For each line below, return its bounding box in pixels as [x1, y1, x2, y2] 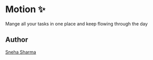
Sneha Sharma [5, 49, 37, 55]
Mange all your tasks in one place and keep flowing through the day [5, 20, 148, 26]
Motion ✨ [5, 4, 46, 15]
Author [5, 36, 28, 44]
